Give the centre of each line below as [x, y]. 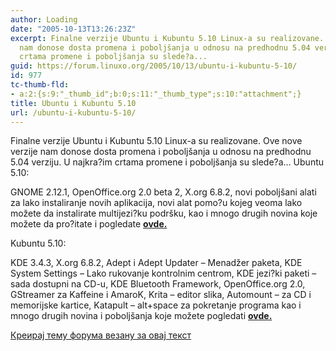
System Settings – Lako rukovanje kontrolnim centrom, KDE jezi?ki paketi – [163, 273]
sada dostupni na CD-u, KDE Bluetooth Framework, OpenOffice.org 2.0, [158, 284]
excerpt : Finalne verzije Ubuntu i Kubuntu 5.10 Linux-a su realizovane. [167, 38]
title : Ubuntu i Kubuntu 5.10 [73, 103]
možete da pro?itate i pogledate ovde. [89, 224]
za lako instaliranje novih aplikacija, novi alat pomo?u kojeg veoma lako [156, 203]
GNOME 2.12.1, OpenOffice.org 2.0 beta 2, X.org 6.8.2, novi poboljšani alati [163, 192]
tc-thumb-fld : [40, 85]
